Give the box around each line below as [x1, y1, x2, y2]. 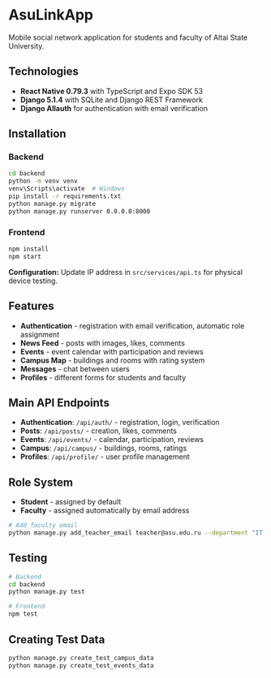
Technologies [8, 65, 80, 79]
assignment [19, 329, 59, 339]
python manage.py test [8, 588, 85, 596]
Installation [8, 127, 67, 141]
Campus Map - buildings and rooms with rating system [19, 355, 205, 365]
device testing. [8, 276, 58, 285]
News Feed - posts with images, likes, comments [19, 338, 185, 348]
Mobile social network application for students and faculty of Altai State [8, 32, 248, 42]
